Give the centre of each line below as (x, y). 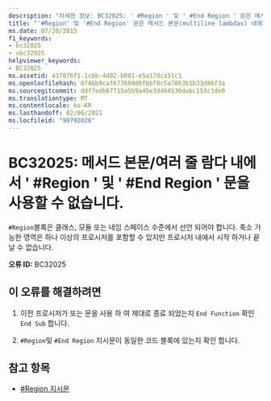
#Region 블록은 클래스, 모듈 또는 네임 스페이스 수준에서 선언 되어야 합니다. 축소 (130, 227)
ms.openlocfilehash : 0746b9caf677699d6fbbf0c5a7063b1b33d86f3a (117, 83)
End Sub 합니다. (45, 323)
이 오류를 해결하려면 (55, 292)
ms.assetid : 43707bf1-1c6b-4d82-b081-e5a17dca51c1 (95, 76)
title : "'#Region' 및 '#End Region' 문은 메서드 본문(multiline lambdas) (128, 23)
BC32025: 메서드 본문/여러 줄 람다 (118, 163)
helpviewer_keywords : (45, 61)
